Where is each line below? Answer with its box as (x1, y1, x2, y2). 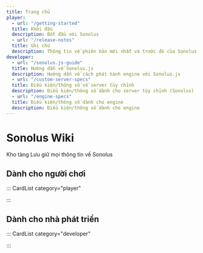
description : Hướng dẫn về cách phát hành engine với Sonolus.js (12, 71, 181, 77)
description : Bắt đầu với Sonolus (12, 32, 99, 38)
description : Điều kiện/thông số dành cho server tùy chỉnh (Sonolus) (12, 88, 194, 94)
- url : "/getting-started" (12, 20, 80, 26)
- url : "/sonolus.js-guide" (12, 59, 83, 66)
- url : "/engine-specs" (12, 93, 72, 100)
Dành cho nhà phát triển (6, 214, 99, 224)
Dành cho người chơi (6, 168, 86, 179)
